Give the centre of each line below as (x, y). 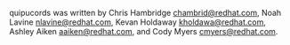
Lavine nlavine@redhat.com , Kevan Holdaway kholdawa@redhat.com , (138, 22)
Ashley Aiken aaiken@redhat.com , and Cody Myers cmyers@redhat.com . (144, 31)
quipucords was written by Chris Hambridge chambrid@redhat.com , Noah (145, 13)
